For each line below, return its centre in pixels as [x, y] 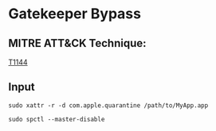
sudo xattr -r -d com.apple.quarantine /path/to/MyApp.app [108, 105]
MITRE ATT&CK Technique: [77, 43]
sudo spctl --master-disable [57, 119]
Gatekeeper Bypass [75, 14]
